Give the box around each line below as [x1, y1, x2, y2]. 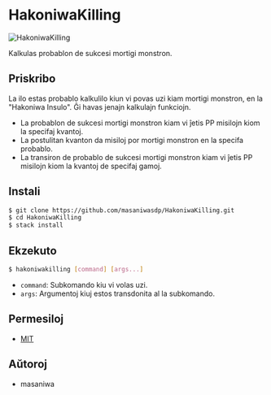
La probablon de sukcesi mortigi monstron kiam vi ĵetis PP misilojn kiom [20, 118, 260, 128]
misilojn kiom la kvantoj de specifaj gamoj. [20, 161, 163, 171]
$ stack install [8, 221, 63, 229]
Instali [8, 184, 41, 198]
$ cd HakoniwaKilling [8, 214, 82, 222]
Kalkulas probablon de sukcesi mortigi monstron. [8, 48, 173, 58]
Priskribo [8, 72, 56, 86]
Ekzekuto [8, 244, 57, 258]
